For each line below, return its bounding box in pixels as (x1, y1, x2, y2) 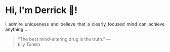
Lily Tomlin (17, 41, 40, 47)
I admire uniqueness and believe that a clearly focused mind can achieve (5, 21, 165, 27)
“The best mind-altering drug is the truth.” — (17, 36, 111, 42)
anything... (5, 26, 28, 32)
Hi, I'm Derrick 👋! (5, 4, 77, 16)
